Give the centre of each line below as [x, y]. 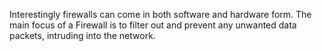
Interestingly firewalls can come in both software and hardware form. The [160, 14]
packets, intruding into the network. [82, 35]
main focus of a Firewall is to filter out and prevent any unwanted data [153, 25]
